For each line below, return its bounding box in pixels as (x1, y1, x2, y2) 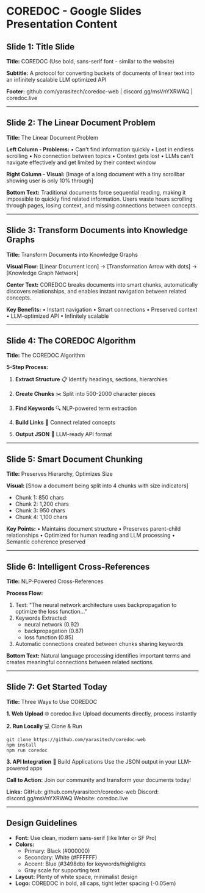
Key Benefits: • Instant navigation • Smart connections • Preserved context (6, 306, 198, 313)
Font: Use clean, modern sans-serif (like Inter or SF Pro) (15, 834, 157, 841)
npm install (6, 742, 37, 748)
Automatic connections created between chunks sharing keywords (15, 640, 184, 648)
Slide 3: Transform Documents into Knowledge (6, 225, 188, 235)
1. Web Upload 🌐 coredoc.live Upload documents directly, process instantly (6, 709, 197, 717)
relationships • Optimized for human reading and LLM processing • (6, 532, 176, 539)
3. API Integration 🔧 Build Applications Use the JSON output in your (6, 758, 177, 765)
